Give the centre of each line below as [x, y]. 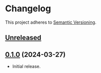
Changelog [28, 9]
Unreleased [23, 38]
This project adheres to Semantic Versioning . [51, 22]
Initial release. [26, 67]
